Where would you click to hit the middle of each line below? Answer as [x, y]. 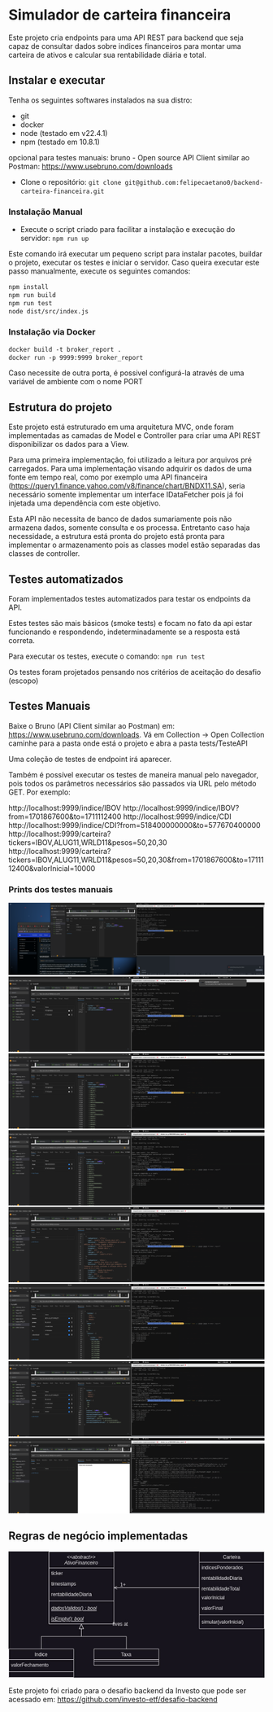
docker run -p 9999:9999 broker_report [76, 358]
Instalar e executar [57, 80]
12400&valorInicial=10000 [52, 868]
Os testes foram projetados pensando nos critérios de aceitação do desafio [135, 672]
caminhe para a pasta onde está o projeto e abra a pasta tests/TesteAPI [128, 743]
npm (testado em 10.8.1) [60, 142]
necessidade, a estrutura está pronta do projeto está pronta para [117, 536]
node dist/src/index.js [49, 312]
